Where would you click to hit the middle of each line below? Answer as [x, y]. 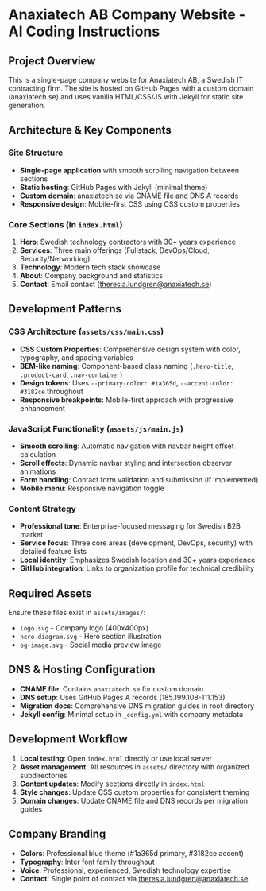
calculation [38, 454]
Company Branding [57, 834]
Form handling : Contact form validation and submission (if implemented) [139, 479]
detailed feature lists [53, 552]
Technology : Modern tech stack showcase [90, 267]
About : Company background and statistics [91, 275]
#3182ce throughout [51, 391]
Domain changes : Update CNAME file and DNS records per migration [134, 800]
